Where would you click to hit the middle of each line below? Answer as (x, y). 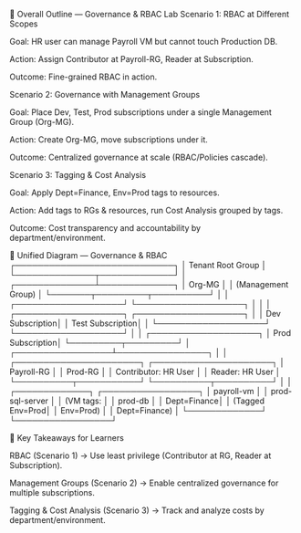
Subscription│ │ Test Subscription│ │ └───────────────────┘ (140, 323)
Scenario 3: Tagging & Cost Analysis (78, 175)
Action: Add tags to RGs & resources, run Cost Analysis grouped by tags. (146, 210)
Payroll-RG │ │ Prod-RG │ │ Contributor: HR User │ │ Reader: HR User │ (145, 371)
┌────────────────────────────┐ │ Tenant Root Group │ (138, 265)
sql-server (29, 401)
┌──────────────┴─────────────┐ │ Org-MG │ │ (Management (149, 284)
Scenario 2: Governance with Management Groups (105, 94)
